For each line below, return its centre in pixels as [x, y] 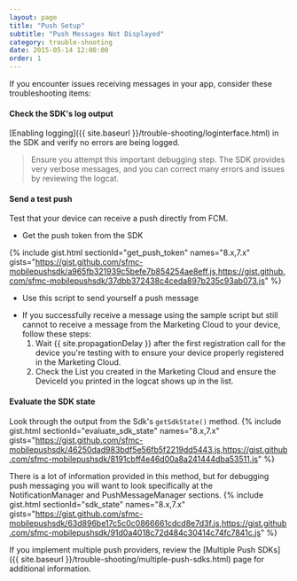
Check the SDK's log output [61, 113]
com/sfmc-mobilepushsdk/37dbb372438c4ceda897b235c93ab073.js [137, 281]
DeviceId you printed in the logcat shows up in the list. [134, 381]
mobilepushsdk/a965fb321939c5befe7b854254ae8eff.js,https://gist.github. [147, 272]
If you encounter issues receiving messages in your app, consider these [141, 84]
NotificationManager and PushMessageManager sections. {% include [137, 495]
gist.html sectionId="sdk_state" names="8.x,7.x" [98, 504]
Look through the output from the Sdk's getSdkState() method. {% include [145, 421]
